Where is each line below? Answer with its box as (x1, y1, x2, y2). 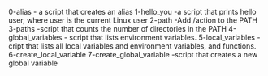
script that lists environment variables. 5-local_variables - (68, 32, 261, 42)
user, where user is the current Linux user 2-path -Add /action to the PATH (8, 15, 258, 25)
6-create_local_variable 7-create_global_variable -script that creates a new (8, 50, 258, 59)
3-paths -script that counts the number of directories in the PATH (8, 24, 227, 33)
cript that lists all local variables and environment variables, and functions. (8, 41, 257, 51)
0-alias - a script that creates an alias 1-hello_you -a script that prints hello (8, 7, 257, 16)
